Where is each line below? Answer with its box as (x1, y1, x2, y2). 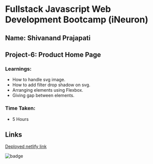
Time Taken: (5, 105, 36, 112)
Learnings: (5, 65, 32, 72)
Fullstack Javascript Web (5, 3, 111, 15)
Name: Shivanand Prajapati (5, 34, 91, 42)
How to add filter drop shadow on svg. (12, 82, 90, 88)
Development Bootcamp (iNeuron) (5, 14, 149, 25)
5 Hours (12, 116, 29, 122)
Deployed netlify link (5, 144, 47, 150)
